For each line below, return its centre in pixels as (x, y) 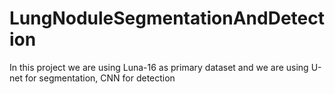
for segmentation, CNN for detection (100, 78)
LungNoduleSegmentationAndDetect (167, 18)
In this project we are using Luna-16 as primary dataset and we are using (159, 67)
